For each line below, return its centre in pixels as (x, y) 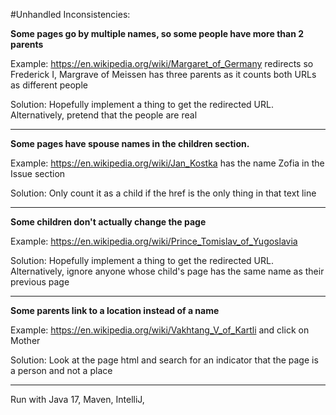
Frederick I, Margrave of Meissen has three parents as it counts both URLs (163, 74)
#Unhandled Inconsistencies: (70, 14)
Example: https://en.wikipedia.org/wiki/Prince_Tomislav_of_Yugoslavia (154, 241)
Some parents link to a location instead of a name (115, 310)
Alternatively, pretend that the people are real (104, 115)
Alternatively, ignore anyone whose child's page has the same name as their (167, 271)
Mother (25, 340)
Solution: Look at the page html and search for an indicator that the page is (164, 360)
